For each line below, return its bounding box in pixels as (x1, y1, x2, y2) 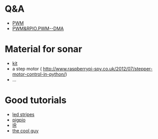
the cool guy (12, 127, 39, 133)
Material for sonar (5, 43, 83, 55)
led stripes (12, 111, 35, 118)
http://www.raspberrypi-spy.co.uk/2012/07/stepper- (42, 65, 153, 72)
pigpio (12, 117, 26, 123)
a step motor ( (12, 65, 42, 72)
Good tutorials (5, 95, 67, 106)
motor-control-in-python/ (12, 71, 66, 77)
